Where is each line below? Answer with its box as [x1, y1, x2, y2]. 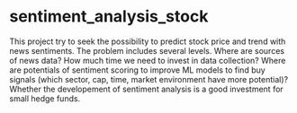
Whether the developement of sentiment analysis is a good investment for [9, 83, 283, 94]
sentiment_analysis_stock [9, 6, 209, 27]
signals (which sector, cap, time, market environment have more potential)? [9, 74, 289, 84]
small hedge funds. [9, 92, 81, 104]
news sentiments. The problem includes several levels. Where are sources [9, 45, 285, 56]
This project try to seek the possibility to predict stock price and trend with [9, 36, 286, 47]
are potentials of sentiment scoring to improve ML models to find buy [9, 65, 265, 75]
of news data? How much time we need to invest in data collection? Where [9, 55, 286, 65]
